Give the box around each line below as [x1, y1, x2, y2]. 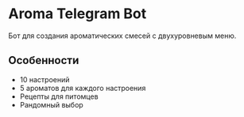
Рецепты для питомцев [19, 92, 99, 101]
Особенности [8, 54, 79, 67]
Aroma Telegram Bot [8, 5, 147, 23]
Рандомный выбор [19, 100, 83, 109]
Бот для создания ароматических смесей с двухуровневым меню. [8, 31, 237, 40]
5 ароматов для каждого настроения [19, 83, 146, 92]
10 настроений [19, 74, 70, 84]
